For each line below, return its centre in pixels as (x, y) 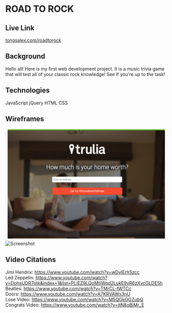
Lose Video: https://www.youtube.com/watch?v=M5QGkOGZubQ (74, 299)
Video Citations (31, 260)
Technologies (28, 90)
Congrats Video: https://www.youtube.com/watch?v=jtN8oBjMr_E (75, 305)
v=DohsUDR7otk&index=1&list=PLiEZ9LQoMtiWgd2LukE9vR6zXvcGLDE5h (84, 283)
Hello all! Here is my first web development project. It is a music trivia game (85, 69)
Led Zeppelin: (20, 278)
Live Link (20, 28)
